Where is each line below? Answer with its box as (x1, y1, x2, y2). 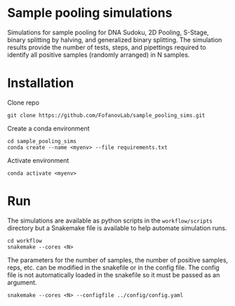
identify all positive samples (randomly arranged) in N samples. (7, 51, 190, 59)
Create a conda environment (7, 124, 90, 133)
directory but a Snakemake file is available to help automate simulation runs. (7, 223, 227, 232)
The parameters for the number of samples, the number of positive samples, (7, 255, 229, 264)
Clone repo (7, 98, 40, 107)
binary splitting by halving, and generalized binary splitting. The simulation (7, 35, 222, 44)
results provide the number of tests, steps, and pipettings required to (7, 43, 206, 51)
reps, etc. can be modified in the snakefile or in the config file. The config (7, 263, 220, 272)
